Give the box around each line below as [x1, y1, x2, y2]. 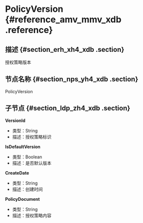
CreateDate [5, 170, 30, 176]
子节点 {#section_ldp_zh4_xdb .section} [5, 104, 131, 112]
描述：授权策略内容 [12, 212, 52, 218]
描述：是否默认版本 [12, 160, 52, 166]
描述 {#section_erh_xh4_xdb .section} [5, 45, 125, 54]
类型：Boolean [12, 154, 42, 160]
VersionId [5, 117, 26, 123]
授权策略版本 [5, 59, 31, 65]
